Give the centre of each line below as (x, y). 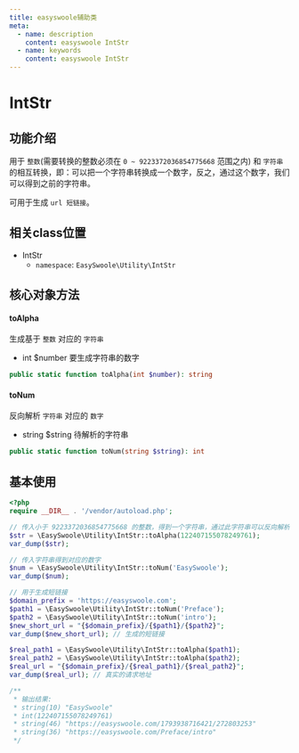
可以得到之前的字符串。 (52, 183)
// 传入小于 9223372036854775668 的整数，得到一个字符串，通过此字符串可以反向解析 (150, 527)
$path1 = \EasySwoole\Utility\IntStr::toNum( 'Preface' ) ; (117, 609)
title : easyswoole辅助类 (53, 17)
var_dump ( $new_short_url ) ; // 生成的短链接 (87, 634)
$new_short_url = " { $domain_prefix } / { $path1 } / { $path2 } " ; (117, 626)
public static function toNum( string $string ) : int (107, 452)
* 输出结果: (32, 699)
